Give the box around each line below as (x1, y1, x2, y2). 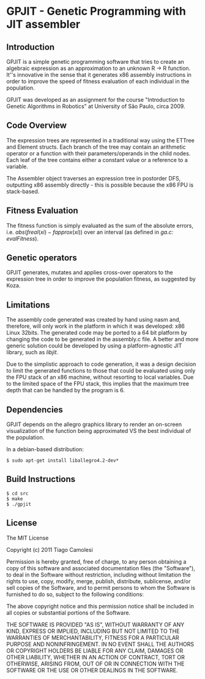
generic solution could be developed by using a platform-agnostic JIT (6, 342, 182, 349)
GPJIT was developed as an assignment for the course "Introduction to (6, 96, 185, 103)
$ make (6, 495, 23, 502)
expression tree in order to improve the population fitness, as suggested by (6, 275, 196, 283)
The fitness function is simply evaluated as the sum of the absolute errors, (6, 222, 194, 229)
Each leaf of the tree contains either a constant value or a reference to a (6, 156, 188, 163)
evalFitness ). (6, 235, 39, 242)
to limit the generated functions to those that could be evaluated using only (6, 367, 196, 374)
